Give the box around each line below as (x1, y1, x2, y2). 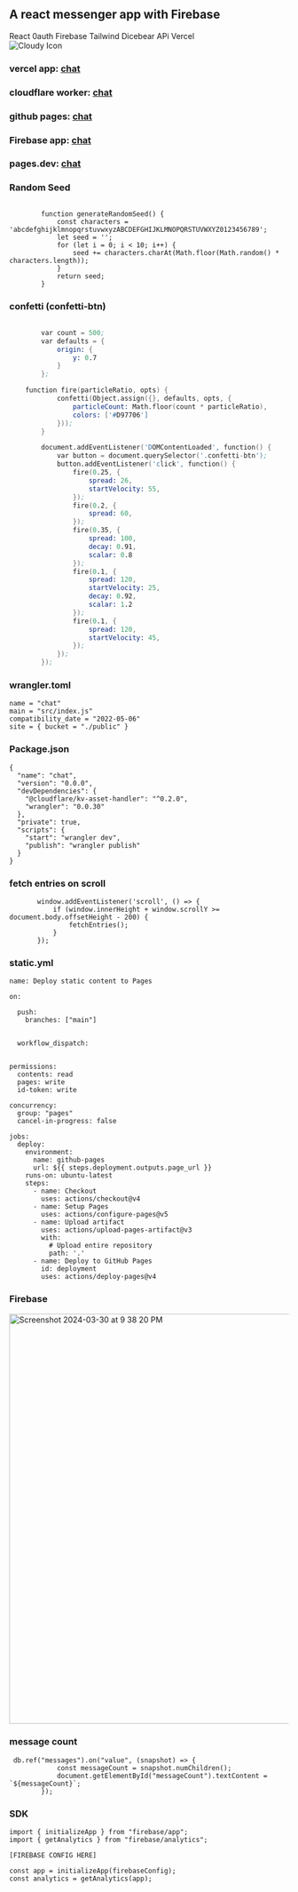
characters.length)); (9, 256, 90, 265)
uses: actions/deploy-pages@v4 (41, 1273, 157, 1281)
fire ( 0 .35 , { (72, 526, 122, 535)
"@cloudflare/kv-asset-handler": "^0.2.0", (25, 794, 189, 803)
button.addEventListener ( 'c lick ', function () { (56, 459, 237, 469)
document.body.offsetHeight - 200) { (9, 913, 149, 922)
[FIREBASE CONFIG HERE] (9, 1851, 98, 1860)
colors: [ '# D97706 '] (72, 411, 149, 419)
